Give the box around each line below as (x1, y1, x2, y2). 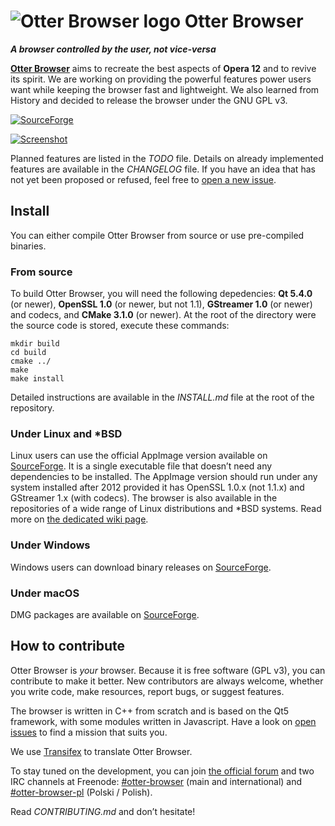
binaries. (10, 240, 47, 252)
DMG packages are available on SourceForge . (10, 608, 200, 620)
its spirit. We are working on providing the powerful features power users (10, 73, 312, 85)
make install (10, 374, 65, 384)
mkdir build (10, 339, 60, 349)
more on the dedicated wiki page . (10, 513, 149, 525)
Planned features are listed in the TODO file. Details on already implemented (10, 152, 324, 164)
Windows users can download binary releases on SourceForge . (10, 561, 272, 573)
